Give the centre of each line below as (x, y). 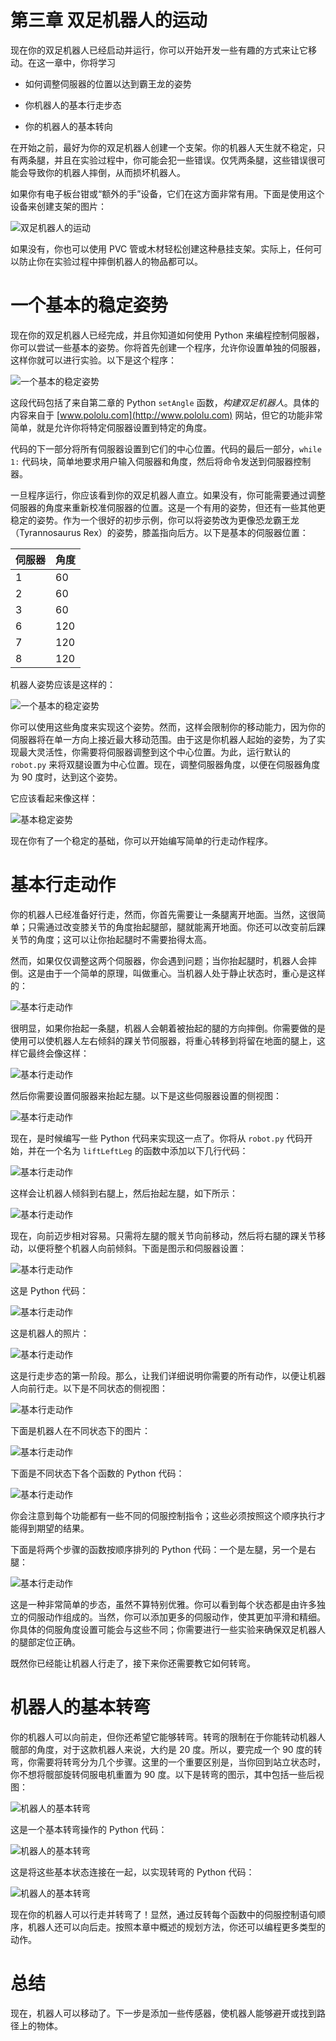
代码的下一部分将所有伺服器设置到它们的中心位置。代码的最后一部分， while (166, 448)
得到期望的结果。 (54, 1528)
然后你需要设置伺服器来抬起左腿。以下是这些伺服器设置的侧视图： (146, 1095)
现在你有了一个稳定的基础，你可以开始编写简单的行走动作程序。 (141, 840)
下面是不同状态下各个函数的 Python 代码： (97, 1473)
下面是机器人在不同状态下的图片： (80, 1430)
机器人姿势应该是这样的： (63, 684)
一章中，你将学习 (80, 62)
